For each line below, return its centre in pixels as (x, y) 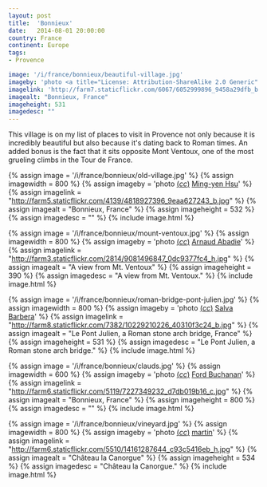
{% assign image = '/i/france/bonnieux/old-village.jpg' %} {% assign (121, 176)
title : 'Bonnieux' (41, 23)
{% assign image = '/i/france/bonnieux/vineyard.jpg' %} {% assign (118, 424)
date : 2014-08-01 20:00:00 (57, 30)
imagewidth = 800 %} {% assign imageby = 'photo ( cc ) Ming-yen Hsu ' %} (130, 184)
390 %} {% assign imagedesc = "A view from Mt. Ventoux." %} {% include (131, 275)
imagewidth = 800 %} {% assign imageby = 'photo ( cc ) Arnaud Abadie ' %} (132, 242)
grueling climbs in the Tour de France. (71, 160)
